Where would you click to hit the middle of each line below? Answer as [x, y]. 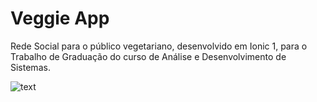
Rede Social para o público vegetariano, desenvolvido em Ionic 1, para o [159, 46]
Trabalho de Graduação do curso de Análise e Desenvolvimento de [148, 56]
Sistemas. [30, 67]
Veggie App [60, 18]
